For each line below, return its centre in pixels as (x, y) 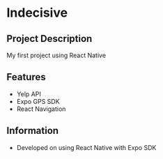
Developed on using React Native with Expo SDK (86, 147)
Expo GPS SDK (38, 101)
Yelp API (29, 94)
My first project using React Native (56, 55)
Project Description (49, 39)
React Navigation (41, 109)
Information (33, 131)
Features (26, 77)
